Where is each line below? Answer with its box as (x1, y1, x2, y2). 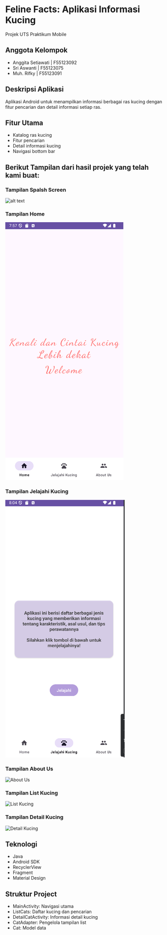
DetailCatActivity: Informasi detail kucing (12, 914, 98, 920)
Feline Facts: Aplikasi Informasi (5, 4, 141, 15)
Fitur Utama (5, 118, 44, 127)
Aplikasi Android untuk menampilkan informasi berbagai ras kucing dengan (5, 98, 162, 105)
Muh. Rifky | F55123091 (12, 70, 62, 76)
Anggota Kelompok (5, 46, 68, 54)
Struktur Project (5, 890, 57, 898)
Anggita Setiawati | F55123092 (12, 59, 77, 66)
